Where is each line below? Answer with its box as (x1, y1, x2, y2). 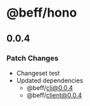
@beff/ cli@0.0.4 (26, 83, 74, 91)
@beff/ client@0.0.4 (26, 91, 82, 99)
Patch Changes (6, 53, 59, 63)
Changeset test (16, 69, 60, 77)
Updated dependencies (16, 76, 84, 85)
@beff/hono (6, 5, 77, 21)
